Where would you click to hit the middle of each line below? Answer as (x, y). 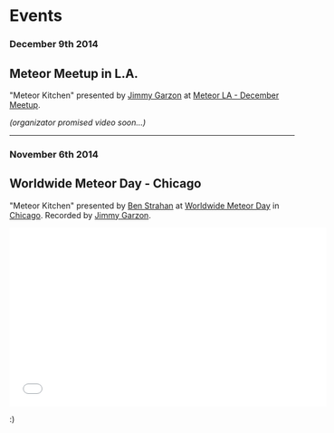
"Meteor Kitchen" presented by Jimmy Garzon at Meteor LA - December (144, 95)
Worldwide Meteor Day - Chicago (105, 183)
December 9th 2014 (54, 44)
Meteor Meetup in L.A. (74, 73)
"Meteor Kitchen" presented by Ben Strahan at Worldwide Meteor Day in (144, 206)
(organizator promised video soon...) (78, 122)
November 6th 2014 (54, 154)
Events (36, 16)
